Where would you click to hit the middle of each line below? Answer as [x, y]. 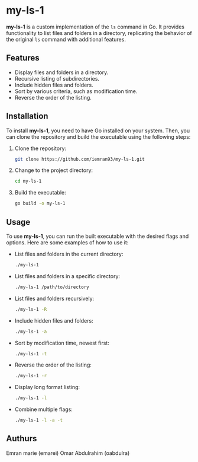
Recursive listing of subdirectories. [57, 78]
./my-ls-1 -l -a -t [39, 420]
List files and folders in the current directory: [69, 254]
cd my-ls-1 [28, 181]
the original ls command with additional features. [66, 39]
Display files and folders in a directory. [61, 72]
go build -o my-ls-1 [40, 203]
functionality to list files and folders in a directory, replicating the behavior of [99, 33]
